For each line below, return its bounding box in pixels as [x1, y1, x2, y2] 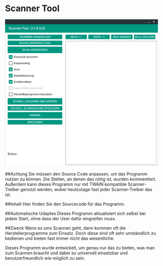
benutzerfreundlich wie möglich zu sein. [5, 255, 85, 261]
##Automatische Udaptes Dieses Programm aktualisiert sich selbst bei [5, 211, 146, 216]
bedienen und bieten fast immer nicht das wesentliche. [5, 235, 115, 241]
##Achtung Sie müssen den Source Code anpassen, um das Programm [5, 171, 148, 177]
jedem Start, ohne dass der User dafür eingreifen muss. [5, 216, 116, 222]
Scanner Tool [5, 3, 60, 14]
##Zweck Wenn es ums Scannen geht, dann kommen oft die [5, 225, 126, 231]
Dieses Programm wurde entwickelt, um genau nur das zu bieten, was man [5, 245, 155, 251]
